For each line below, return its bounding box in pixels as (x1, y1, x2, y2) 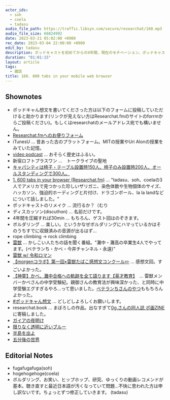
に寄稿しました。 (12, 311, 49, 317)
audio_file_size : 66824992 (5, 31, 62, 36)
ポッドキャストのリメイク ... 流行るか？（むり (12, 202, 108, 208)
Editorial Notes (5, 352, 53, 360)
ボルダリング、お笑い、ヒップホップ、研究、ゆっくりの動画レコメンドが (12, 376, 164, 382)
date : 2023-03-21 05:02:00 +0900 (5, 36, 76, 41)
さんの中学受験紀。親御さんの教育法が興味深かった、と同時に (30, 279, 160, 285)
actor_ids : (5, 7, 28, 13)
